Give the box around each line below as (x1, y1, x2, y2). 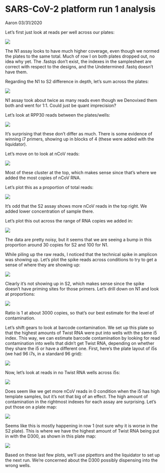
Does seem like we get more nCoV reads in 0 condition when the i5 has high (5, 388, 160, 394)
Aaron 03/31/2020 (5, 20, 42, 26)
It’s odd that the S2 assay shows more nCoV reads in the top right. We (5, 203, 147, 209)
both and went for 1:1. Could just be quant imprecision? (5, 102, 117, 108)
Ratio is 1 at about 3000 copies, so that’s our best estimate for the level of (5, 310, 154, 315)
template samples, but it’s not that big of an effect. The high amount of (5, 393, 148, 399)
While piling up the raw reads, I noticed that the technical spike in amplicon (5, 251, 158, 257)
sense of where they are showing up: (5, 262, 80, 268)
